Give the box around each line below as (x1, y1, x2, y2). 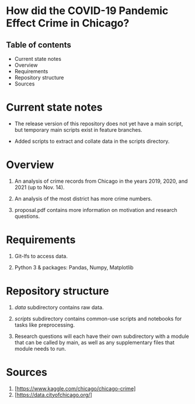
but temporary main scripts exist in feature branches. (14, 126, 142, 133)
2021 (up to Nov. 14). (14, 183, 65, 191)
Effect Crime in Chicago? (6, 16, 130, 30)
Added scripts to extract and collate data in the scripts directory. (14, 138, 170, 145)
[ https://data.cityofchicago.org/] (14, 391, 92, 398)
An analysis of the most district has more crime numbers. (14, 195, 153, 202)
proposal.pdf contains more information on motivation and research (14, 206, 177, 213)
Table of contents (6, 40, 71, 50)
